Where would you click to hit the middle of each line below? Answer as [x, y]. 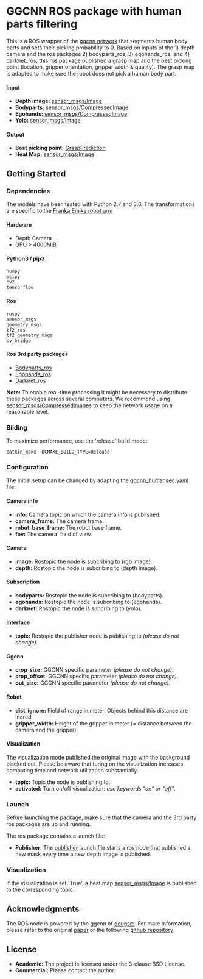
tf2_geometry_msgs [29, 335]
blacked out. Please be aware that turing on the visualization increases [95, 764]
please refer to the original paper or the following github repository [90, 930]
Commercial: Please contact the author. [65, 970]
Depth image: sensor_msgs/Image [58, 101]
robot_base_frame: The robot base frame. [68, 527]
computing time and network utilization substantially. [72, 770]
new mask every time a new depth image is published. [83, 854]
